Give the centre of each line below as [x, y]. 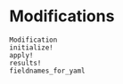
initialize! [31, 47]
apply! [21, 55]
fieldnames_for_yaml [48, 71]
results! [25, 63]
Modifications [62, 16]
